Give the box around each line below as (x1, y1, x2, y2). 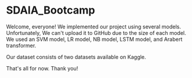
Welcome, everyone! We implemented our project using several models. (6, 23, 181, 30)
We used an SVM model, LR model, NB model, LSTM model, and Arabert (6, 35, 183, 43)
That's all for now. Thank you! (6, 64, 79, 71)
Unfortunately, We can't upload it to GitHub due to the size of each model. (6, 29, 187, 36)
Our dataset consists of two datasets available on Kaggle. (6, 53, 147, 60)
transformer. (6, 42, 37, 49)
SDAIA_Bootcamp (6, 4, 96, 17)
